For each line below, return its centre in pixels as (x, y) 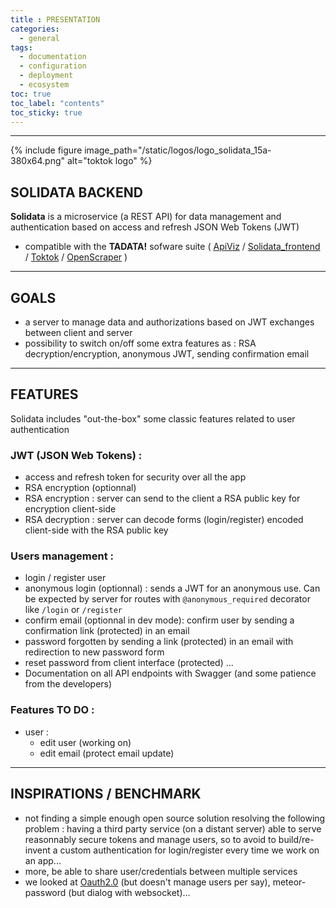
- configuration (53, 66)
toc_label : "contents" (57, 103)
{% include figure (46, 150)
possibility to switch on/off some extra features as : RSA (140, 343)
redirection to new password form (94, 652)
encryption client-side (70, 509)
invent (37, 850)
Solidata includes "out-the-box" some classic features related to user (153, 418)
